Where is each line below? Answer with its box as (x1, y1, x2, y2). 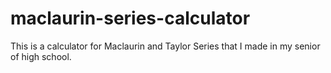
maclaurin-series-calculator (10, 7, 251, 30)
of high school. (10, 50, 72, 62)
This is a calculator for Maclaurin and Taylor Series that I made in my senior (10, 40, 321, 52)
